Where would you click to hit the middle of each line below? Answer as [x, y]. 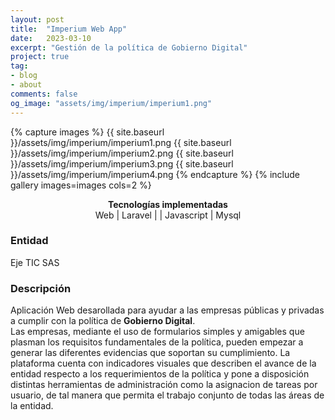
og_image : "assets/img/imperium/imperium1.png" [111, 103]
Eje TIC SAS [35, 262]
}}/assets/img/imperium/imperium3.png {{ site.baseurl [122, 163]
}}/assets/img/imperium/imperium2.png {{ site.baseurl [122, 153]
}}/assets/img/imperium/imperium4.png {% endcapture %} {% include [155, 174]
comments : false [44, 94]
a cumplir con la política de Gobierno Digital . [103, 321]
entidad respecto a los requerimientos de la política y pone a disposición [160, 374]
